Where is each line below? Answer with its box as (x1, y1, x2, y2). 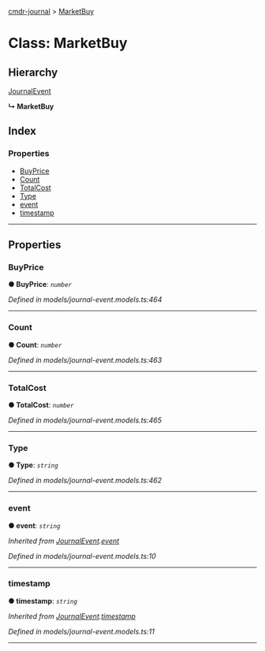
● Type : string (8, 460, 59, 470)
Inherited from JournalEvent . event (8, 536, 120, 545)
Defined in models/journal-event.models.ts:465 (8, 415, 162, 425)
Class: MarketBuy (8, 35, 128, 52)
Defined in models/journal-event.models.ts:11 (8, 627, 155, 636)
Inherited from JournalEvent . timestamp (8, 611, 136, 621)
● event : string (8, 520, 61, 530)
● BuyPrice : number (8, 280, 73, 289)
